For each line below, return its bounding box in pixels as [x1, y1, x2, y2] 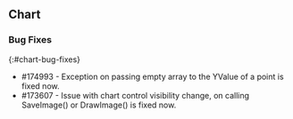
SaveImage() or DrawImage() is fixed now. [21, 99, 177, 110]
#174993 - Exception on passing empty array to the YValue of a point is [21, 71, 284, 82]
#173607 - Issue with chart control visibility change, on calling [21, 90, 250, 100]
